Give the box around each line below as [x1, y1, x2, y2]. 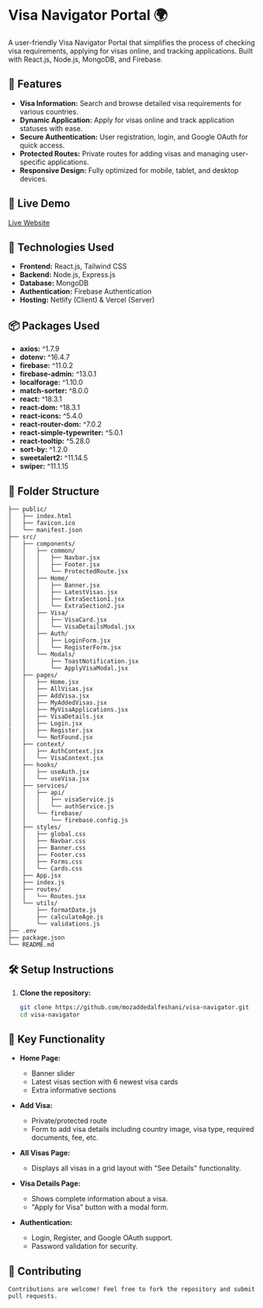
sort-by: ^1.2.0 [19, 445, 69, 454]
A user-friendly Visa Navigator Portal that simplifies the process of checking [8, 37, 256, 47]
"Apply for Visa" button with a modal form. [31, 1202, 169, 1212]
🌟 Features [8, 77, 62, 91]
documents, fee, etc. [31, 1133, 99, 1142]
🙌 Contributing [8, 1265, 82, 1278]
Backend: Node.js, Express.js [19, 270, 116, 280]
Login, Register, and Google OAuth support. [31, 1233, 173, 1242]
